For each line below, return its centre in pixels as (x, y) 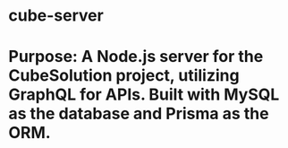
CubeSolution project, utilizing (124, 76)
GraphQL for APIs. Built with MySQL (144, 95)
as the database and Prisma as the (139, 114)
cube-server (56, 16)
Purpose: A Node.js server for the (136, 57)
